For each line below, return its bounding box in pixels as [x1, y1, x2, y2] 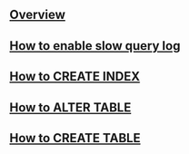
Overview [9, 7, 66, 23]
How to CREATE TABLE [9, 130, 141, 146]
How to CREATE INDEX [9, 69, 141, 84]
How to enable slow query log [9, 38, 181, 53]
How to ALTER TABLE [9, 100, 132, 115]
